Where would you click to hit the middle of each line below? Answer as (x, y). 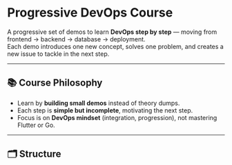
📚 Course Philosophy (55, 83)
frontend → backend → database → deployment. (77, 39)
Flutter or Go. (36, 125)
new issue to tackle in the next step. (58, 54)
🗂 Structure (34, 154)
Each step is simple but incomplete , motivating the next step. (105, 110)
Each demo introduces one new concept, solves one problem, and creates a (116, 46)
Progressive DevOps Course (90, 13)
